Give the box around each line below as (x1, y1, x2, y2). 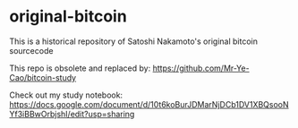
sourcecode (9, 45, 54, 55)
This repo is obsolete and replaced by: (9, 63, 151, 73)
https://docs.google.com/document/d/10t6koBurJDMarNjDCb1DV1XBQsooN (9, 98, 289, 109)
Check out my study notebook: (9, 90, 123, 100)
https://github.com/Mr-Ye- (152, 63, 250, 73)
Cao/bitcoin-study (9, 72, 77, 82)
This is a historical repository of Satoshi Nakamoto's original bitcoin (9, 36, 258, 47)
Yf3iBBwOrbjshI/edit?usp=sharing (9, 108, 135, 119)
